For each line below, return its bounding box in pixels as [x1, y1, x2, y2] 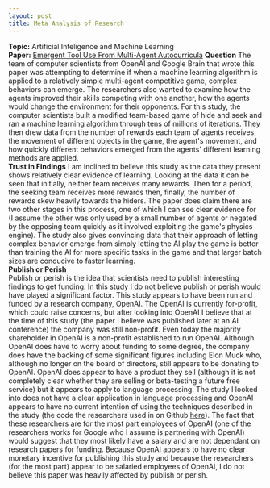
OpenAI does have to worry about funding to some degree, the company [8, 341, 250, 351]
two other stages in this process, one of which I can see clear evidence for [8, 204, 256, 214]
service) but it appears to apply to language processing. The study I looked [8, 384, 258, 394]
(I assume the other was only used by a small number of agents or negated [8, 213, 258, 223]
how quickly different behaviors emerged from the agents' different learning [8, 144, 261, 154]
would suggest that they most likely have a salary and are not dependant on [8, 436, 260, 445]
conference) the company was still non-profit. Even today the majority [8, 324, 242, 334]
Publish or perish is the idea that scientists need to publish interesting [8, 273, 239, 282]
